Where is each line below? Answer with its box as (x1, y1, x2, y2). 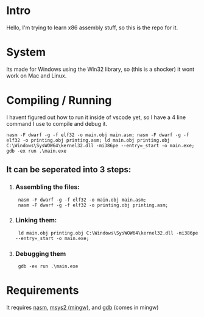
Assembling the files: (15, 183, 80, 191)
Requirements (6, 283, 79, 297)
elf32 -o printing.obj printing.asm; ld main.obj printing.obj (6, 137, 171, 144)
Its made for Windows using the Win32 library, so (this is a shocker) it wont (6, 65, 195, 73)
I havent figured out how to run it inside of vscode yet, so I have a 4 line (6, 114, 186, 121)
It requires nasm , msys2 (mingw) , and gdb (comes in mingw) (6, 304, 159, 312)
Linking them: (15, 216, 57, 225)
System (6, 45, 46, 59)
